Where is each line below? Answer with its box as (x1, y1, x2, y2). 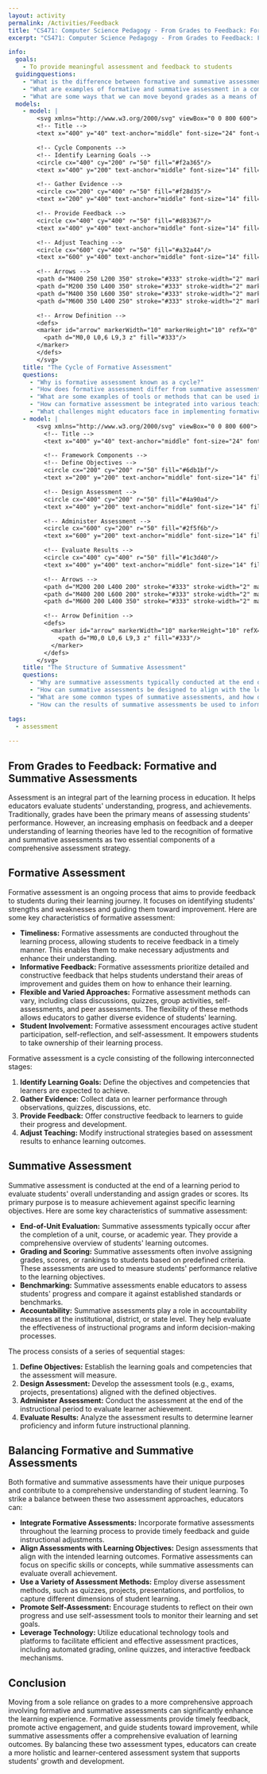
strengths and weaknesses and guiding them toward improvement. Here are (8, 904, 257, 914)
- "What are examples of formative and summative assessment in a (22, 85, 247, 93)
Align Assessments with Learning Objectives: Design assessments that (19, 1544, 258, 1553)
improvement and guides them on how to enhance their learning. (19, 978, 232, 988)
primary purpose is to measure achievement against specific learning (8, 1197, 236, 1207)
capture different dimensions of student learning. (19, 1594, 181, 1604)
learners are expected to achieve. (19, 1086, 130, 1095)
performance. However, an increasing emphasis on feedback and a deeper (8, 818, 253, 827)
